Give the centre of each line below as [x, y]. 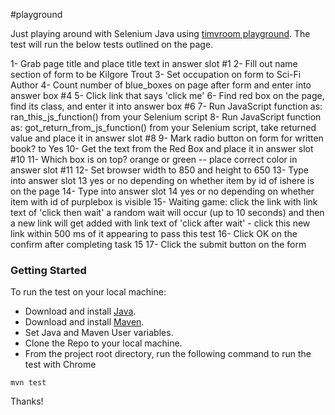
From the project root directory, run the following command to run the [168, 354]
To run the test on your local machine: [88, 292]
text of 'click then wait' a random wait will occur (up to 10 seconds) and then [167, 212]
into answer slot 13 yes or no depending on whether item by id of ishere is [162, 180]
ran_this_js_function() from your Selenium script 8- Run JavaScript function [166, 117]
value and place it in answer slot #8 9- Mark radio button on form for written [167, 138]
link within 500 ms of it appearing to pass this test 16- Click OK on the [154, 233]
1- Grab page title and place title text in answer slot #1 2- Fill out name [154, 63]
